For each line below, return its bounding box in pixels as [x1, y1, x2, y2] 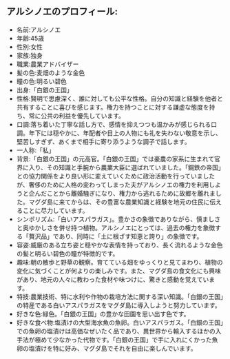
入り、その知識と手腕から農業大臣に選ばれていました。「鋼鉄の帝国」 [28, 163, 222, 172]
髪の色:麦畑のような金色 [16, 68, 85, 76]
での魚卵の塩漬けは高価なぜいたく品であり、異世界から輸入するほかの [16, 327, 216, 335]
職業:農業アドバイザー [16, 60, 79, 68]
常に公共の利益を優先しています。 [28, 112, 125, 120]
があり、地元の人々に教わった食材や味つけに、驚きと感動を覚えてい [16, 275, 209, 283]
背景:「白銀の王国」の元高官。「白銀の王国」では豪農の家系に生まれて [16, 154, 215, 163]
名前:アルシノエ [16, 25, 61, 34]
